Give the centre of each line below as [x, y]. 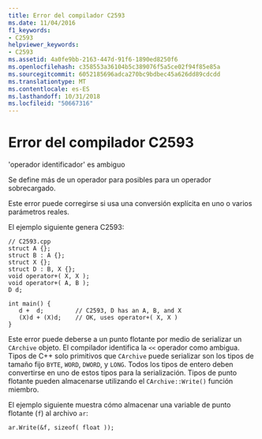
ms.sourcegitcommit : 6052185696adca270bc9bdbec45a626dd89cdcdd [114, 74]
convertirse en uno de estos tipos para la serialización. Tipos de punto [123, 373]
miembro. [24, 390]
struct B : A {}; [37, 256]
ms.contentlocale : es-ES [49, 89]
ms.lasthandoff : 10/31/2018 [54, 96]
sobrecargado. [32, 188]
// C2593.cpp [30, 242]
